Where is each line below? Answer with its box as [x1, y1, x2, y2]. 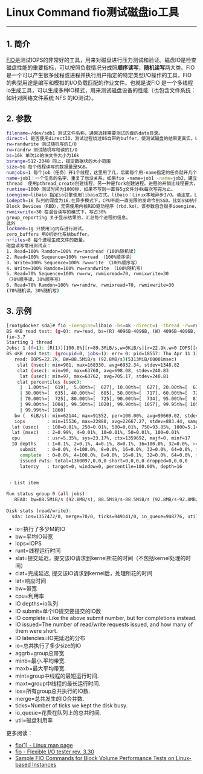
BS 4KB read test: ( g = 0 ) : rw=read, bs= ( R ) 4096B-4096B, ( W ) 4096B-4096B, [6, 328, 196, 334]
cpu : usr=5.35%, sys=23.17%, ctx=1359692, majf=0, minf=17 [11, 435, 190, 441]
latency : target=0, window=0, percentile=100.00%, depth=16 [19, 463, 182, 470]
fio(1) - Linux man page [14, 741, 74, 749]
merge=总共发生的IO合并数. [14, 695, 85, 702]
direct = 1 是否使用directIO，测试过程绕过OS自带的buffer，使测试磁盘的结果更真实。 [6, 136, 196, 142]
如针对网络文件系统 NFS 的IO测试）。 [6, 94, 97, 101]
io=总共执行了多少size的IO [14, 642, 82, 649]
